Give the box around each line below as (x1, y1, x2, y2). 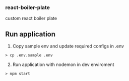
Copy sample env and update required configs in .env (12, 43, 124, 49)
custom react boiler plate (5, 15, 57, 21)
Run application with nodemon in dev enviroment (12, 61, 114, 67)
